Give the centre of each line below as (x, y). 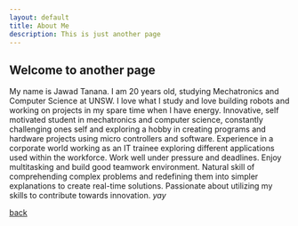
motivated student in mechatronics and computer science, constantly (137, 120)
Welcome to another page (82, 70)
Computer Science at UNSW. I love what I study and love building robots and (149, 101)
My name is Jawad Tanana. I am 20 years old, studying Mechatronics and (144, 92)
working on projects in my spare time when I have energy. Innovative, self (144, 110)
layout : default (39, 17)
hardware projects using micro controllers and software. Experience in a (141, 139)
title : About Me (39, 26)
